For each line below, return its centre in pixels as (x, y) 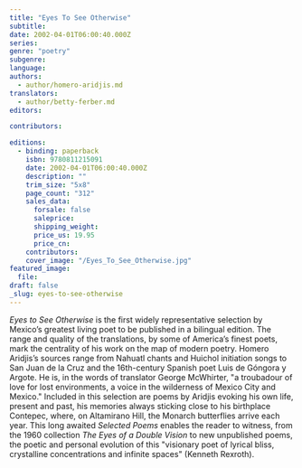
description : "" (57, 176)
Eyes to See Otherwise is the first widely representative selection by (136, 319)
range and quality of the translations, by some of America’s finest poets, (144, 339)
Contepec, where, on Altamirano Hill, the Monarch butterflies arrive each (145, 416)
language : (28, 69)
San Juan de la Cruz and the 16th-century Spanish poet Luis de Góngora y (148, 368)
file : (28, 277)
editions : (28, 143)
